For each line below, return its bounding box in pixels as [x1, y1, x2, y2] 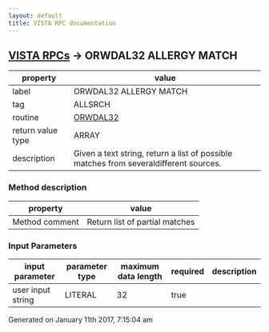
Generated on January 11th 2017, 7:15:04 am [8, 314, 154, 324]
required [171, 266, 205, 277]
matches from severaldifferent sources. [73, 158, 222, 169]
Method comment [12, 216, 79, 227]
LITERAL [64, 289, 98, 300]
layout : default [8, 11, 62, 20]
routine [12, 112, 39, 123]
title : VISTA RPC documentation [8, 19, 116, 27]
